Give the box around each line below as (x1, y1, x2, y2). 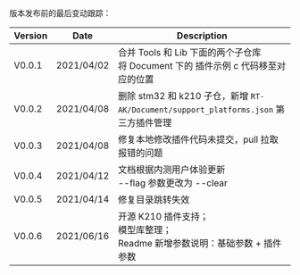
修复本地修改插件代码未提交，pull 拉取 (117, 133, 279, 146)
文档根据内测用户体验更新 (117, 163, 226, 176)
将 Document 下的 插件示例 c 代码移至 (117, 60, 278, 71)
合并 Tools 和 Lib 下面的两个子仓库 (117, 46, 262, 58)
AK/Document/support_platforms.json (117, 105, 274, 114)
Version (13, 29, 48, 42)
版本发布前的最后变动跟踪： (9, 8, 112, 18)
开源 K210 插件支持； (117, 211, 210, 222)
